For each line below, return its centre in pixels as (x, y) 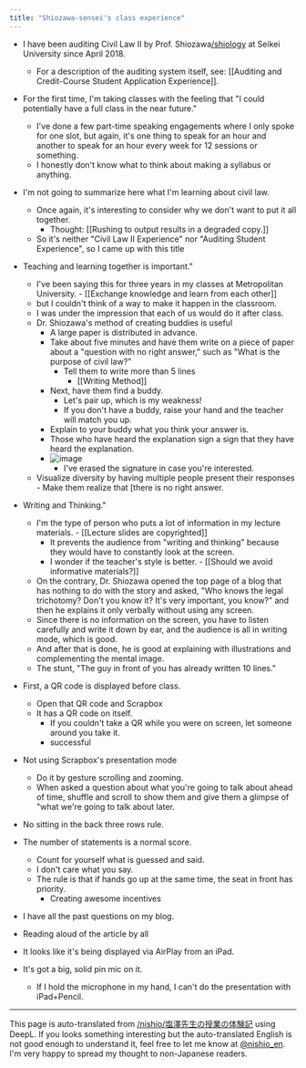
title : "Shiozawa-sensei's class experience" (97, 18)
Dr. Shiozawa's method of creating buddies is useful (134, 322)
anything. (54, 174)
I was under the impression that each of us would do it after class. (160, 313)
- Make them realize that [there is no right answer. (130, 487)
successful (70, 742)
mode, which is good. (76, 638)
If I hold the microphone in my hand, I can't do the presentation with (163, 987)
